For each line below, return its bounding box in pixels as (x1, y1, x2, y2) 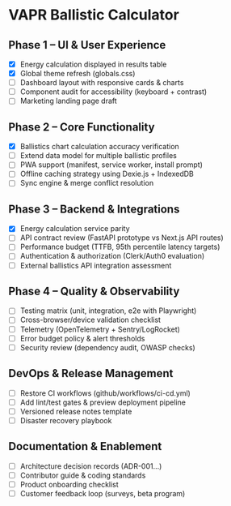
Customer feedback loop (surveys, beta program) (19, 488, 186, 498)
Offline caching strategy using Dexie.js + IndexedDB (19, 169, 194, 179)
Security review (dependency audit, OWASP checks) (19, 342, 195, 352)
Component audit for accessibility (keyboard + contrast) (19, 87, 208, 96)
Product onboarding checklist (19, 479, 119, 489)
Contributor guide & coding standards (19, 470, 146, 480)
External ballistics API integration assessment (19, 260, 172, 270)
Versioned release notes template (19, 406, 132, 416)
